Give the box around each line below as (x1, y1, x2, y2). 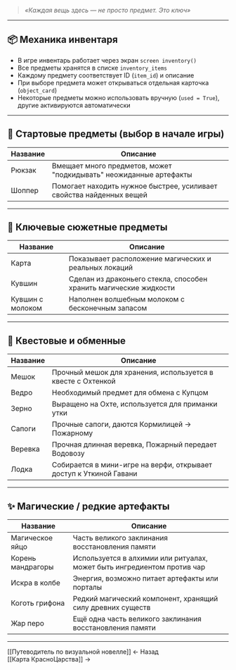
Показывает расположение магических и (69, 254, 212, 263)
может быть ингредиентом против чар (72, 562, 206, 572)
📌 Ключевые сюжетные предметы (7, 221, 168, 233)
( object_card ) (17, 86, 58, 94)
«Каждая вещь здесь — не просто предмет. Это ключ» (24, 6, 191, 14)
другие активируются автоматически (17, 101, 131, 109)
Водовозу (51, 449, 86, 459)
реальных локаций (69, 263, 133, 273)
